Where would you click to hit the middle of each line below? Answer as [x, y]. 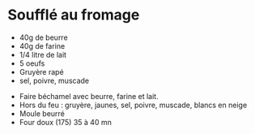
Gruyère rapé [41, 71]
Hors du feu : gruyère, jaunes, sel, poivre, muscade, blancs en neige [133, 105]
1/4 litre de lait [42, 54]
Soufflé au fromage [74, 15]
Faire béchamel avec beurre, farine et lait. [89, 96]
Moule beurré [42, 113]
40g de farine [42, 45]
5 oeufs [32, 63]
